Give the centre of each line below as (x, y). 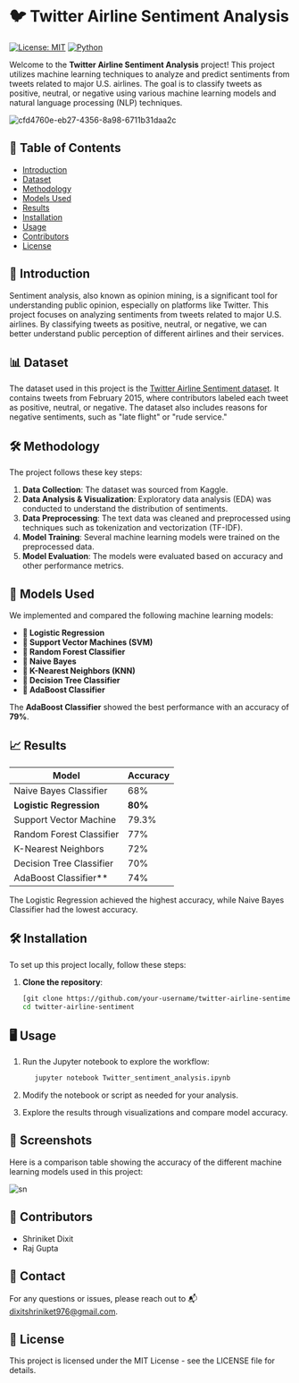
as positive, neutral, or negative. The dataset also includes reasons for (138, 408)
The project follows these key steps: (76, 472)
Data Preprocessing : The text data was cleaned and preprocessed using (156, 518)
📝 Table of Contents (65, 148)
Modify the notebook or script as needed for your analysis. (130, 1095)
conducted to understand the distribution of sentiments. (125, 509)
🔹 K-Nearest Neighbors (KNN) (79, 670)
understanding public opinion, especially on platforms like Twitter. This (139, 305)
